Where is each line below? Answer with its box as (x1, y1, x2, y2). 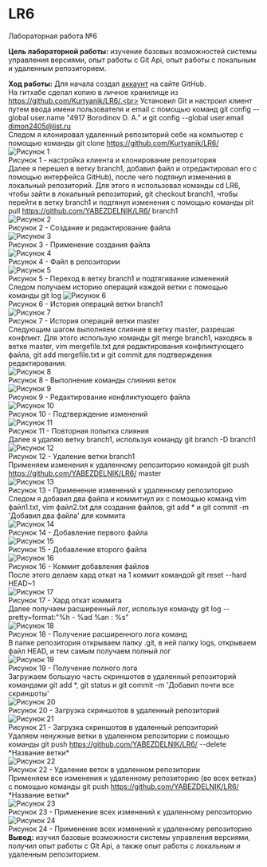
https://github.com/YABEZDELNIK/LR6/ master (8, 468, 162, 478)
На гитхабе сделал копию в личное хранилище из (8, 87, 179, 96)
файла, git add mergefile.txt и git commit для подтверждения (8, 350, 213, 359)
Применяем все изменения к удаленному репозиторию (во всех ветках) (8, 773, 257, 783)
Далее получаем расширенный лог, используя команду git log (8, 603, 222, 614)
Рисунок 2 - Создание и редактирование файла (8, 222, 171, 232)
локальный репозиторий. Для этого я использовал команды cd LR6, (8, 180, 241, 190)
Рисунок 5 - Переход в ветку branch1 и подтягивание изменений (8, 273, 229, 283)
